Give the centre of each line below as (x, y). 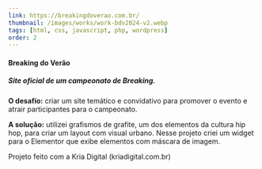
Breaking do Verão (39, 62)
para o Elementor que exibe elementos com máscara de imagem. (114, 141)
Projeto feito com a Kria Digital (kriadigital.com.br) (90, 156)
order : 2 (23, 38)
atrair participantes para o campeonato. (73, 109)
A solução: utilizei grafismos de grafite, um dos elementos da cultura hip (127, 124)
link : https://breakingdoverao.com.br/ (74, 15)
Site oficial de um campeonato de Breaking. (82, 81)
